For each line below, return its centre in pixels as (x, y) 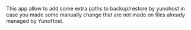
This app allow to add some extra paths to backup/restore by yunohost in (95, 9)
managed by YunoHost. (35, 21)
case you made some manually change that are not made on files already (96, 15)
